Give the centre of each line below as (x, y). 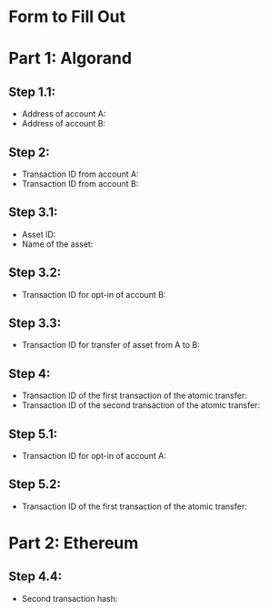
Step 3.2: (35, 273)
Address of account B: (64, 124)
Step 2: (30, 152)
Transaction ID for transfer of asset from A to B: (111, 345)
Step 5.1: (33, 434)
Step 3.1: (33, 213)
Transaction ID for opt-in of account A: (94, 456)
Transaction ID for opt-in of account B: (94, 294)
